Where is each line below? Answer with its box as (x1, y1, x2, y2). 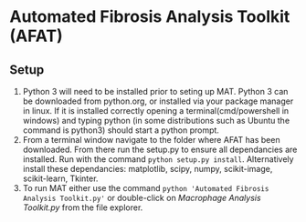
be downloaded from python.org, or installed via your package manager (22, 96, 294, 106)
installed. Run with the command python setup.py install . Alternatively (22, 154, 294, 165)
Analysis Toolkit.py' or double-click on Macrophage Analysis (22, 193, 262, 203)
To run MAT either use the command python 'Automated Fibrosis (22, 183, 269, 193)
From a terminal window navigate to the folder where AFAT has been (22, 135, 280, 145)
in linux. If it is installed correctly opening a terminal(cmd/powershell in (22, 106, 290, 116)
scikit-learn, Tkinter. (22, 173, 99, 184)
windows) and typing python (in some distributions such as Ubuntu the (22, 116, 290, 126)
